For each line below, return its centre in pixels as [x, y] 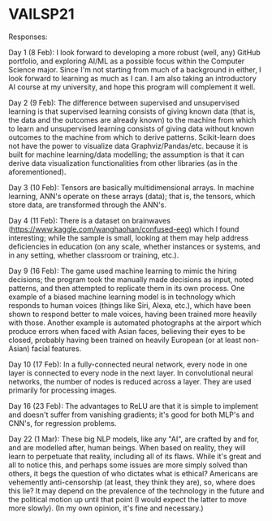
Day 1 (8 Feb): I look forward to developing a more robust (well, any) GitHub [135, 52]
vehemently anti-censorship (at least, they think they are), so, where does [132, 482]
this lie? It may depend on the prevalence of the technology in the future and [136, 491]
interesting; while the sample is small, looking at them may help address [129, 237]
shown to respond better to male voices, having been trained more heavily [133, 314]
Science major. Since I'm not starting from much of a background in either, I [135, 69]
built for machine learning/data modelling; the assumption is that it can [127, 154]
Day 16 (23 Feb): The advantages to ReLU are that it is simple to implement [133, 406]
